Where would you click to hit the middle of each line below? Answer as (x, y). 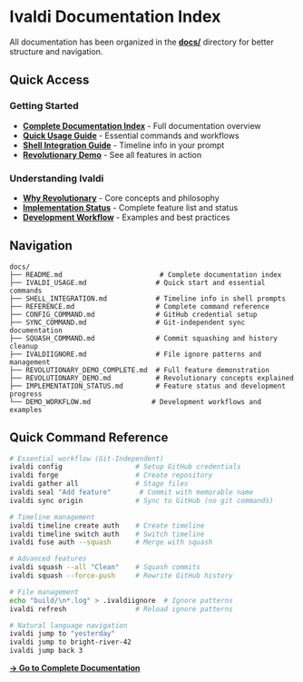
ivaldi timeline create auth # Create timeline (107, 525)
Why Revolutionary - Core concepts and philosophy (121, 198)
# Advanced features (49, 559)
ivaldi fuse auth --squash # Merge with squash (111, 542)
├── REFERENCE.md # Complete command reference (140, 306)
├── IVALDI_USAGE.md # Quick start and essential (137, 282)
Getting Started (44, 106)
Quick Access (49, 80)
